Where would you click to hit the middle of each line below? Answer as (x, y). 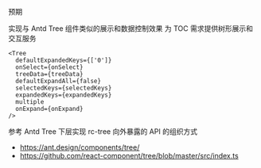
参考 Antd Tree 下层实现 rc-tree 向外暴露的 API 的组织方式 (103, 132)
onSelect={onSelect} (49, 67)
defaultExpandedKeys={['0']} (64, 60)
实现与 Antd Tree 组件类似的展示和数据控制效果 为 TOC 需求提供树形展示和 (130, 29)
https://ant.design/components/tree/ (80, 147)
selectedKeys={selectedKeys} (64, 88)
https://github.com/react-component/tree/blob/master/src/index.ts (129, 156)
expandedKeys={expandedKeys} (64, 95)
